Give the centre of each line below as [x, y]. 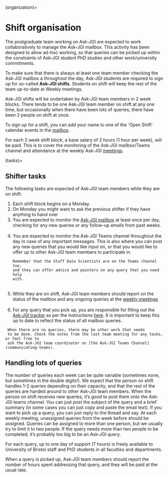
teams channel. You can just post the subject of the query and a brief [85, 402]
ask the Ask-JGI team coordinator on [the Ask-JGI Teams [68, 343]
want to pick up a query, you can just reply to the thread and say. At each [81, 413]
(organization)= [21, 7]
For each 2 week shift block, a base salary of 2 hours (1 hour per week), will [83, 140]
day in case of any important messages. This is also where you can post [87, 241]
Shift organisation [43, 28]
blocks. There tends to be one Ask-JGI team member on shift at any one [80, 104]
